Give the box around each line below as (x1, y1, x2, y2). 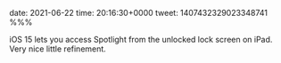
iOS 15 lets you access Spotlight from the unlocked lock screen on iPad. (9, 35, 273, 44)
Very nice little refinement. (9, 43, 107, 54)
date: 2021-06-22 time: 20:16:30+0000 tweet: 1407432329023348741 (9, 8, 269, 18)
